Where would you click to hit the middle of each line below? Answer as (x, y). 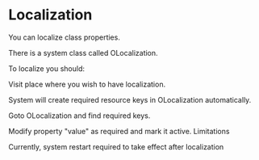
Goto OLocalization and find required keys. (79, 116)
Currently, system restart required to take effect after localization (116, 146)
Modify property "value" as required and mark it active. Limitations (119, 131)
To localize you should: (47, 68)
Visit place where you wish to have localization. (87, 84)
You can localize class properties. (65, 37)
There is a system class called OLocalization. (84, 53)
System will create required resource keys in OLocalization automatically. (130, 99)
